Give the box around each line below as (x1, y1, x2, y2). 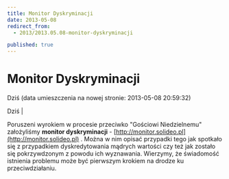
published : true (7, 42, 53, 49)
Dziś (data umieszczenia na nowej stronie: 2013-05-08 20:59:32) (7, 94, 191, 102)
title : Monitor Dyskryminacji (7, 10, 94, 17)
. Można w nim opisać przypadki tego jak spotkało (80, 135, 223, 143)
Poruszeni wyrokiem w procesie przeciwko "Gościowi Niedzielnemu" (7, 121, 202, 129)
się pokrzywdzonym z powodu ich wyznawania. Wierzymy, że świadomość (7, 150, 219, 158)
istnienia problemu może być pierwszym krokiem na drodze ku (7, 157, 184, 165)
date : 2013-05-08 (7, 16, 57, 23)
